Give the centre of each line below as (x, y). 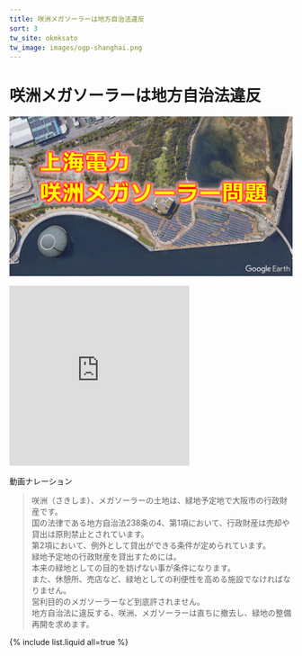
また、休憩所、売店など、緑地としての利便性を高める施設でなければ (157, 579)
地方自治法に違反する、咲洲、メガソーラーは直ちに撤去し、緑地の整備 (161, 613)
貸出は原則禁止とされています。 (90, 534)
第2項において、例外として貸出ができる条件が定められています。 (151, 545)
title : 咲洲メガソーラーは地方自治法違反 (77, 19)
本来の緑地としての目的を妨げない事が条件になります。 (133, 568)
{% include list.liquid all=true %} (69, 642)
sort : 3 (24, 28)
